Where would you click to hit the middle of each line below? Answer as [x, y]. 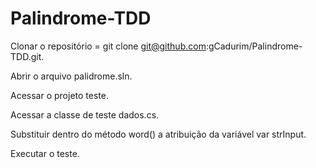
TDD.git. [27, 56]
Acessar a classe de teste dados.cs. [85, 114]
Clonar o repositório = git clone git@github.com [108, 46]
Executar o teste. [45, 153]
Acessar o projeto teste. [59, 95]
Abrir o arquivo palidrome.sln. [71, 76]
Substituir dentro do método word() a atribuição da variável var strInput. [158, 134]
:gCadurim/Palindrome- [254, 46]
